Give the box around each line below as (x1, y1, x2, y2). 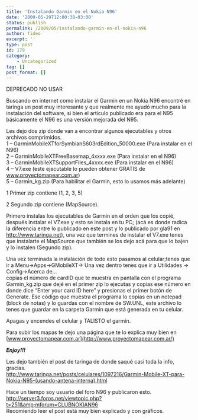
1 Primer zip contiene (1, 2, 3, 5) (6, 189, 83, 196)
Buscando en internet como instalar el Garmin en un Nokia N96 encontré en (6, 97, 191, 104)
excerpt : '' (6, 36, 35, 42)
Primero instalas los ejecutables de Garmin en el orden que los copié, (6, 212, 175, 219)
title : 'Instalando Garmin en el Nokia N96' (6, 8, 118, 15)
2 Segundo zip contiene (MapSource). (6, 201, 99, 208)
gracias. (6, 364, 26, 371)
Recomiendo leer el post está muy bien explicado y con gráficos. (6, 408, 164, 415)
